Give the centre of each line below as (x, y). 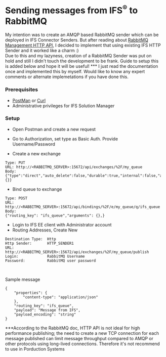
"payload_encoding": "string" (45, 314)
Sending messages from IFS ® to (72, 10)
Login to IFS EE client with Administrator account (62, 224)
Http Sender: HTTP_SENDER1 (40, 243)
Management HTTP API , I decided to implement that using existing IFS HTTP (83, 45)
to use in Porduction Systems (35, 349)
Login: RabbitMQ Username (45, 256)
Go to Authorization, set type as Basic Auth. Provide (65, 138)
